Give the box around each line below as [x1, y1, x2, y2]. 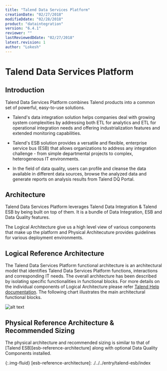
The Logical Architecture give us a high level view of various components [5, 224, 156, 230]
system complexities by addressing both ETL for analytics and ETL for [12, 119, 157, 125]
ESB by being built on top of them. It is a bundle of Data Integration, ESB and [5, 209, 162, 215]
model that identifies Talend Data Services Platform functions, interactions [5, 268, 158, 274]
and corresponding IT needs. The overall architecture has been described [5, 273, 157, 279]
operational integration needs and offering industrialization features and [12, 124, 161, 130]
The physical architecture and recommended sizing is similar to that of [5, 339, 150, 345]
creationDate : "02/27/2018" [5, 12, 64, 17]
